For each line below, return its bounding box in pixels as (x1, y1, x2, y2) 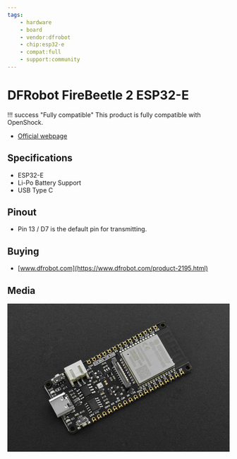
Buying (7, 245, 39, 257)
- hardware (20, 18, 52, 26)
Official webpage (17, 131, 68, 140)
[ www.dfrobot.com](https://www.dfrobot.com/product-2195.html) (17, 264, 208, 273)
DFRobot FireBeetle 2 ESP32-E (7, 87, 189, 104)
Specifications (7, 152, 73, 164)
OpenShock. (7, 118, 44, 126)
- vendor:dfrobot (20, 34, 71, 41)
